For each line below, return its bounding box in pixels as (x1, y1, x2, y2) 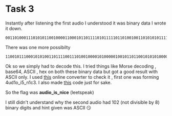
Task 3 (5, 3, 34, 15)
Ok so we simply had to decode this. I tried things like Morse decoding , (5, 63, 157, 69)
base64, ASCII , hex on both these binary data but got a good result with (5, 68, 158, 75)
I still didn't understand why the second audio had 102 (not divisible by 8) (5, 99, 160, 105)
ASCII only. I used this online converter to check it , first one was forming (5, 74, 159, 80)
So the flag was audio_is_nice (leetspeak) (5, 89, 94, 95)
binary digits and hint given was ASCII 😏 (5, 104, 91, 110)
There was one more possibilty (5, 44, 71, 50)
